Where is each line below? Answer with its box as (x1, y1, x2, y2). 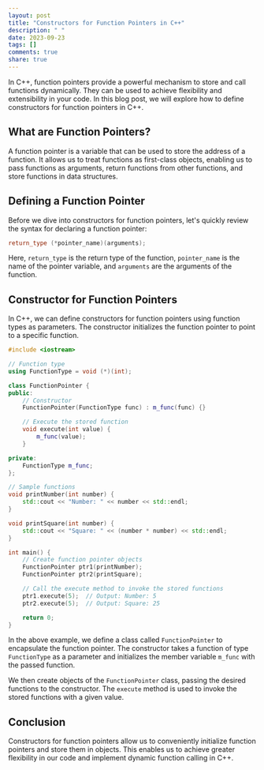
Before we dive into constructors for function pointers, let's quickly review (8, 215, 249, 225)
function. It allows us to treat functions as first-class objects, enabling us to (8, 155, 253, 164)
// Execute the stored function (22, 418, 128, 426)
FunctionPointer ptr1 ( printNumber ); (22, 563, 143, 571)
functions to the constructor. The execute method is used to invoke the (8, 684, 238, 693)
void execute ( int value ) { (22, 426, 111, 434)
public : (8, 389, 34, 397)
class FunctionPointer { (8, 381, 90, 389)
